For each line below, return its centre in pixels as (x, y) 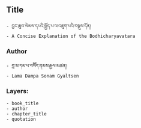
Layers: (17, 91)
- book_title (22, 104)
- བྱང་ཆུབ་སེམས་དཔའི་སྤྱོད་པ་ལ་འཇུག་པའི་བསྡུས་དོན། (49, 26)
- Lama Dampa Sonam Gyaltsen (43, 76)
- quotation (21, 120)
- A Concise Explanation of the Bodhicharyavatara (71, 36)
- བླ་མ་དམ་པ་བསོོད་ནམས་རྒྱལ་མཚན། (37, 66)
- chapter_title (26, 114)
